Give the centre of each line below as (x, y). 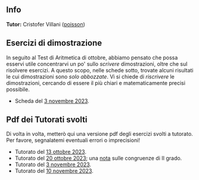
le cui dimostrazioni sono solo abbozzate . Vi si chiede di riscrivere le (90, 77)
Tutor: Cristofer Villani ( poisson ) (46, 24)
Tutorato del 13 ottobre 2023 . (50, 152)
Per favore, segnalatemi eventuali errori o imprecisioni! (73, 141)
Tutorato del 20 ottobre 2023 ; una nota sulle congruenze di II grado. (98, 158)
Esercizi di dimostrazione (54, 43)
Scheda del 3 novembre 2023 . (52, 100)
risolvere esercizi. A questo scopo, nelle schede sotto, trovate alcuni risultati (100, 70)
